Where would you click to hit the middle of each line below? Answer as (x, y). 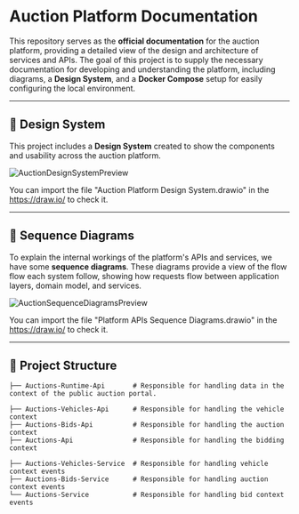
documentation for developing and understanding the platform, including (142, 69)
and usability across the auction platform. (85, 155)
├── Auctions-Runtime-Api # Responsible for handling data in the (147, 386)
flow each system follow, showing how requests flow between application (144, 276)
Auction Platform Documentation (133, 16)
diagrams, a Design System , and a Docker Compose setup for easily (136, 78)
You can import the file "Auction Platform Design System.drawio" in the (139, 189)
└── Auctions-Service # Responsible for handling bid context (147, 495)
